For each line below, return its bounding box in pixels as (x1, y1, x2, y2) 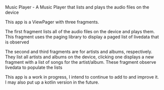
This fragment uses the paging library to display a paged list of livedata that (5, 34, 159, 40)
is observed (5, 39, 30, 45)
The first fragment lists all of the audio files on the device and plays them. (5, 29, 155, 34)
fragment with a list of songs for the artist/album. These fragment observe (5, 59, 157, 65)
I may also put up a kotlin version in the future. (5, 79, 100, 85)
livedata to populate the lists (5, 64, 63, 70)
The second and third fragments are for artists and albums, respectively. (5, 49, 152, 54)
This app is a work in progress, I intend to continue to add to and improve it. (5, 74, 159, 80)
